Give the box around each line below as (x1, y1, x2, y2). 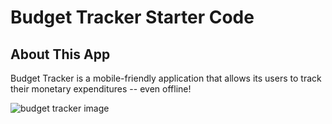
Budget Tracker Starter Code (10, 6, 255, 29)
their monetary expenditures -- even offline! (10, 83, 192, 95)
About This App (10, 46, 111, 63)
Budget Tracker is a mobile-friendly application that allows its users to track (10, 72, 322, 84)
